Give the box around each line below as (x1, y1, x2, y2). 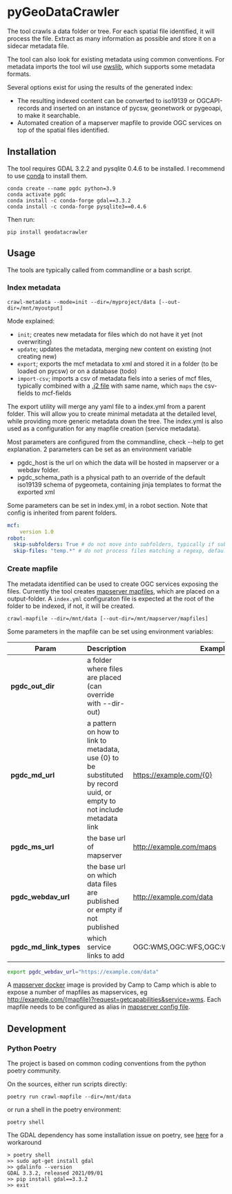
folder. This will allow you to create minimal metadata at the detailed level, (7, 409, 217, 418)
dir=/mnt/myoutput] (7, 305, 64, 312)
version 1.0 (19, 528, 54, 536)
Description (86, 643, 126, 653)
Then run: (7, 215, 35, 223)
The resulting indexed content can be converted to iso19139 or (17, 96, 195, 104)
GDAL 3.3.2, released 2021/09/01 (7, 1170, 104, 1177)
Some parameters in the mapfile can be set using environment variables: (7, 627, 214, 636)
